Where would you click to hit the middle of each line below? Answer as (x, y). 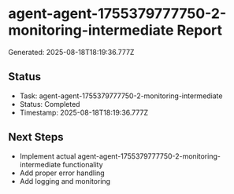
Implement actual (48, 156)
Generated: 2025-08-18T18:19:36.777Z (71, 52)
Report (200, 30)
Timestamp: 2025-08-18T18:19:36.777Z (84, 112)
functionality (83, 164)
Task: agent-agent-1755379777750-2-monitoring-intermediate (121, 96)
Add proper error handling (62, 173)
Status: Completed (50, 104)
